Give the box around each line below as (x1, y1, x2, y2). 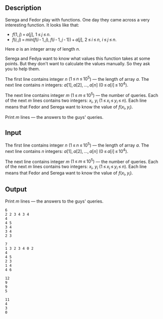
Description (5, 4, 41, 12)
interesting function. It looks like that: (5, 22, 79, 28)
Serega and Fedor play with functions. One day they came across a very (5, 17, 150, 22)
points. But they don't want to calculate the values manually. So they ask (5, 60, 150, 66)
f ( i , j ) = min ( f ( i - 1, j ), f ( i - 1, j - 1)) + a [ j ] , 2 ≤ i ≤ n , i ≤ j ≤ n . (12, 37, 117, 42)
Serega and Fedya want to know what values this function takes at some (5, 56, 150, 61)
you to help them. (5, 66, 40, 72)
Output (5, 185, 27, 194)
